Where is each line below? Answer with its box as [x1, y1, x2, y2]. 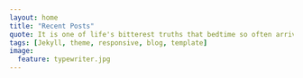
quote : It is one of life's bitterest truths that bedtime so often [9, 30, 272, 39]
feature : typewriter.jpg [17, 55, 111, 64]
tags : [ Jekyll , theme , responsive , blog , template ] [9, 38, 207, 48]
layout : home [9, 13, 59, 22]
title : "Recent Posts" [9, 22, 95, 30]
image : [9, 47, 34, 56]
